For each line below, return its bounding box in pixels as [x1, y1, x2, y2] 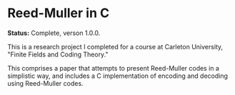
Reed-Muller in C [7, 5, 109, 21]
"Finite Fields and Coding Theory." [7, 50, 109, 59]
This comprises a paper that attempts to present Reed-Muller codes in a [7, 64, 220, 72]
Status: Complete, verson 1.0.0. [7, 29, 101, 37]
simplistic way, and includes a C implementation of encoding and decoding [7, 71, 229, 80]
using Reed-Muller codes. [7, 79, 84, 87]
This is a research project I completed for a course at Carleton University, [7, 42, 224, 51]
